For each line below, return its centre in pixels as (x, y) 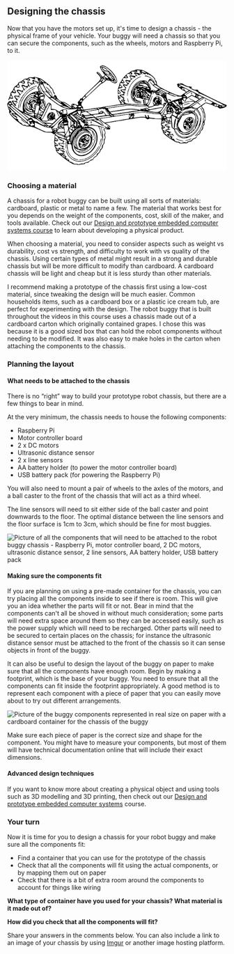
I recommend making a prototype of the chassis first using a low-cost (107, 287)
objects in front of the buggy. (49, 650)
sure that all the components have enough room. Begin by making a (104, 671)
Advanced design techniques (51, 774)
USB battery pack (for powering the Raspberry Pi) (89, 475)
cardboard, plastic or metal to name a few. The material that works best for (114, 208)
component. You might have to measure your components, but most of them (117, 743)
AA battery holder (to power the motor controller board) (97, 468)
